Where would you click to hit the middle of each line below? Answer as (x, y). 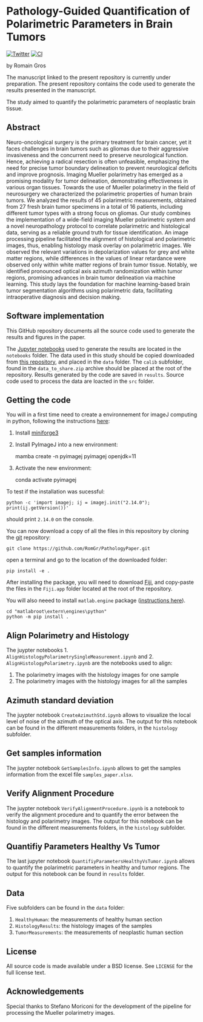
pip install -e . (28, 571)
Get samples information (54, 753)
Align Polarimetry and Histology (68, 635)
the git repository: (28, 538)
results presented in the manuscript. (52, 90)
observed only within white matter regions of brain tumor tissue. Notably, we (102, 265)
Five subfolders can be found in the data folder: (66, 908)
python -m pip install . (38, 617)
